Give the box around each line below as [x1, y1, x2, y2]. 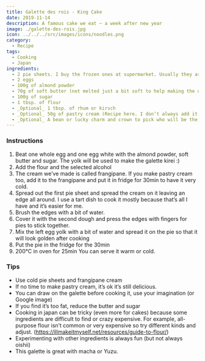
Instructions [6, 136, 44, 145]
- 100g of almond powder [12, 83, 75, 89]
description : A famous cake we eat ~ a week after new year [6, 20, 163, 26]
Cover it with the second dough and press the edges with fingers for [15, 215, 187, 222]
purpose [15, 321, 37, 329]
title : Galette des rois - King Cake [6, 9, 103, 15]
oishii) [15, 341, 31, 348]
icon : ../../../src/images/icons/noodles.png [6, 32, 124, 38]
